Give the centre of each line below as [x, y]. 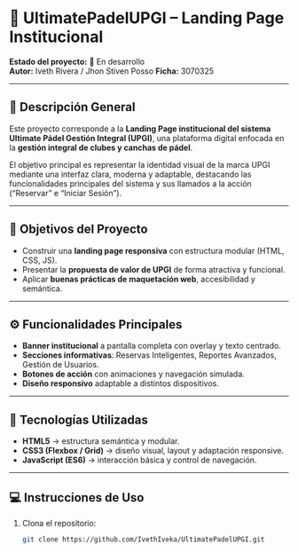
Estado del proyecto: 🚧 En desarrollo [77, 61]
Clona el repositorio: [59, 523]
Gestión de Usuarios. [60, 365]
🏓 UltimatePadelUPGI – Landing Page [147, 18]
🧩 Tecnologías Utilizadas [78, 419]
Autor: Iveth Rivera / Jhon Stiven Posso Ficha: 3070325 [112, 71]
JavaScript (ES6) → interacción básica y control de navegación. [139, 460]
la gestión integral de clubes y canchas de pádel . [101, 147]
